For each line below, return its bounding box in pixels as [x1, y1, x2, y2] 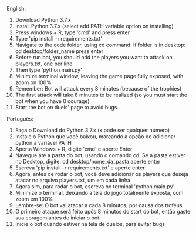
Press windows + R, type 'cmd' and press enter [15, 29, 130, 36]
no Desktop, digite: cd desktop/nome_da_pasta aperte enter [15, 158, 161, 165]
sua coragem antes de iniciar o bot [15, 214, 99, 221]
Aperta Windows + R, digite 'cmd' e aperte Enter [15, 145, 133, 152]
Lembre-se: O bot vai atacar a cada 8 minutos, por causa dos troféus [15, 202, 183, 208]
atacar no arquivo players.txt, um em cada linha [15, 177, 131, 184]
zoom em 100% [15, 195, 53, 202]
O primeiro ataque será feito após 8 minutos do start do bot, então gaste [15, 208, 191, 215]
